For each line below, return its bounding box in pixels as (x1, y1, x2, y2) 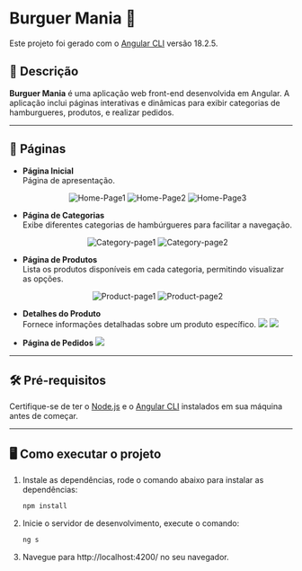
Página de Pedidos (22, 337, 94, 348)
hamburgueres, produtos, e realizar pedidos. (9, 107, 174, 118)
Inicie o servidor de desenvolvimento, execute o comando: (22, 518, 240, 529)
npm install (22, 502, 67, 511)
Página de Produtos (22, 254, 98, 264)
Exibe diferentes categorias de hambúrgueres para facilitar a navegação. (22, 219, 293, 230)
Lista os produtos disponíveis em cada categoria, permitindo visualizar (22, 263, 285, 274)
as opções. (22, 273, 64, 284)
